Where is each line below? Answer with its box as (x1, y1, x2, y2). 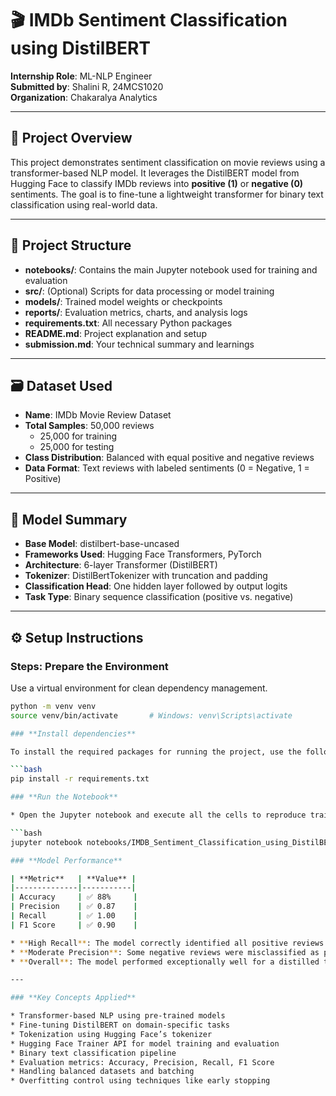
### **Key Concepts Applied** (10, 993, 137, 1003)
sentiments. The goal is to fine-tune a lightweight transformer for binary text (10, 188, 324, 200)
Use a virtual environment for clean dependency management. (10, 682, 268, 694)
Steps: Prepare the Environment (10, 659, 169, 673)
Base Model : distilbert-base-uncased (24, 538, 180, 550)
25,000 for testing (39, 441, 115, 453)
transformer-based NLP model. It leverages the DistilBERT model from (10, 167, 300, 179)
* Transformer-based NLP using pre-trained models (10, 1011, 226, 1021)
